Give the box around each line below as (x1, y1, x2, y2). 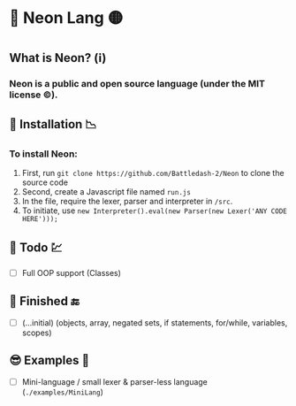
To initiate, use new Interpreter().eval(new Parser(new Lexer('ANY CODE (21, 205, 287, 216)
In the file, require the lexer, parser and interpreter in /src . (21, 196, 233, 207)
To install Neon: (9, 148, 78, 160)
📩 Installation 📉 (9, 117, 97, 132)
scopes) (21, 327, 52, 338)
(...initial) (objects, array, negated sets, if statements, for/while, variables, (21, 317, 288, 328)
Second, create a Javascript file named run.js (21, 187, 192, 197)
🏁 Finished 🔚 (9, 294, 80, 309)
